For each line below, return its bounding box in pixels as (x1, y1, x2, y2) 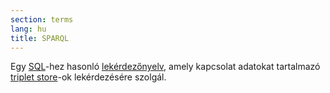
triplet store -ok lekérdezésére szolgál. (10, 71, 167, 83)
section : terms (10, 14, 74, 25)
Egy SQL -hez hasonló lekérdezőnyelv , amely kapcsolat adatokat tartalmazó (10, 61, 321, 73)
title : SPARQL (10, 33, 70, 43)
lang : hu (10, 24, 47, 34)
